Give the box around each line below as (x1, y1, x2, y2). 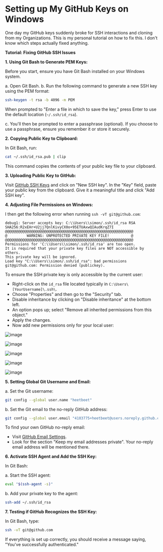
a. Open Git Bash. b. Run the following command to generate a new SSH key (5, 83, 158, 88)
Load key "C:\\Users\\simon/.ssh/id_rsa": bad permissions (5, 259, 127, 263)
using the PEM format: (5, 88, 50, 94)
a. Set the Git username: (5, 388, 53, 394)
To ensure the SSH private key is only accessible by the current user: (5, 271, 143, 277)
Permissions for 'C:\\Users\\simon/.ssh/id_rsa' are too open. (5, 241, 136, 246)
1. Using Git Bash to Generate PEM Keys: (5, 59, 88, 65)
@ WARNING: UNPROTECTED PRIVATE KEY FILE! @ (5, 233, 133, 238)
